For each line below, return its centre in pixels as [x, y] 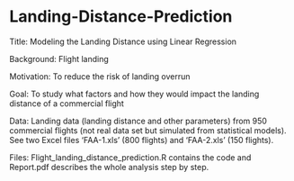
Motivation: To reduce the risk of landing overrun [100, 76]
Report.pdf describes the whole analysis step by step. [109, 167]
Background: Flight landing [59, 59]
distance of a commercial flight [67, 103]
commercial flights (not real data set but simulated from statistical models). [148, 130]
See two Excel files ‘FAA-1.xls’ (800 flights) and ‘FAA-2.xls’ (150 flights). [142, 140]
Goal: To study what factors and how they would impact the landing [134, 94]
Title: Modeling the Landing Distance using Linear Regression [123, 41]
